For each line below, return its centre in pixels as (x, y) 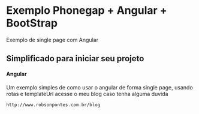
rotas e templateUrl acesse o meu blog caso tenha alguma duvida (88, 94)
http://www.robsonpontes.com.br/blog (53, 105)
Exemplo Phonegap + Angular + (87, 10)
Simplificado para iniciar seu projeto (75, 58)
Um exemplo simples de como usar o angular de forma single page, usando (99, 87)
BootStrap (32, 23)
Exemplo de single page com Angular (52, 40)
